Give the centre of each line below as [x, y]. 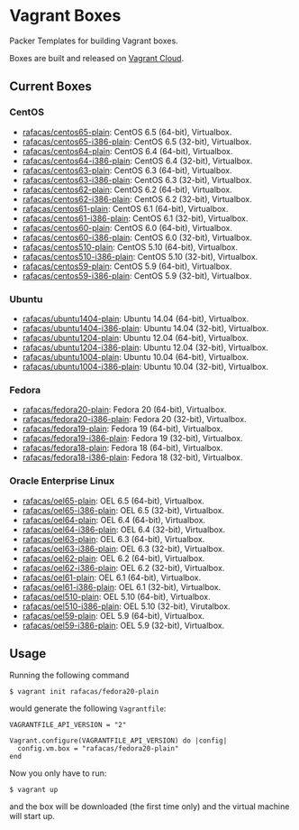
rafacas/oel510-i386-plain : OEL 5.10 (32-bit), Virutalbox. [127, 606]
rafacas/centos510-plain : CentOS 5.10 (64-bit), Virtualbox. [130, 247]
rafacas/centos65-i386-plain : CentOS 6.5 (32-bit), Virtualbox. [137, 142]
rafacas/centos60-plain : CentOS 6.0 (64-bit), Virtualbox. [127, 227]
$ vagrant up [34, 790]
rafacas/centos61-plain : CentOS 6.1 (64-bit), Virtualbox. [125, 208]
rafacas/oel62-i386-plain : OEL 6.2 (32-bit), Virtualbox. [123, 567]
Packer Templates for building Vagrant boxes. [94, 41]
